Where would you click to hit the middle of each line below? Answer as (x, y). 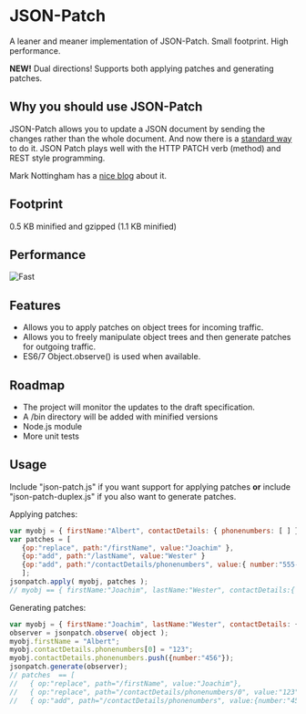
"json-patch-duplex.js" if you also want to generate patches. (123, 496)
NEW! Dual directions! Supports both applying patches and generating (142, 68)
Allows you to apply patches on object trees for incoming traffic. (143, 327)
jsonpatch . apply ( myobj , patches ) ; (79, 582)
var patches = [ (40, 539)
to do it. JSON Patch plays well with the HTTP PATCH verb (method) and (145, 148)
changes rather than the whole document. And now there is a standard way (151, 139)
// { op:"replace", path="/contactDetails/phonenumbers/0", (130, 692)
